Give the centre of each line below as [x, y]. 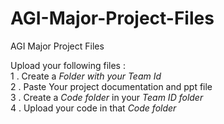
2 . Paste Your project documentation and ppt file [111, 86]
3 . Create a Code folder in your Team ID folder [107, 97]
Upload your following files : [68, 65]
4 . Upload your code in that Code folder [93, 108]
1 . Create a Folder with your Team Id [86, 76]
